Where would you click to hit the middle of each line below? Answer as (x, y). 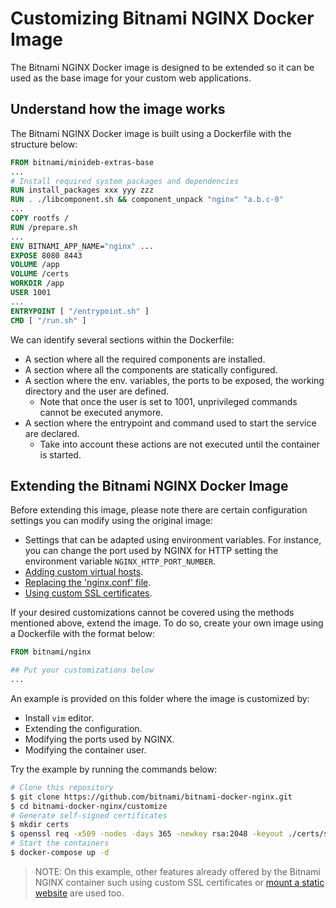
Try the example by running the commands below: (114, 769)
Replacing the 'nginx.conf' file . (88, 583)
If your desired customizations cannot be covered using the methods (152, 613)
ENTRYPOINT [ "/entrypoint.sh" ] (80, 311)
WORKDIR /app (37, 283)
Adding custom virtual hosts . (84, 572)
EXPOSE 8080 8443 (46, 255)
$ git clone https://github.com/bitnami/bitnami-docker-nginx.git (151, 797)
